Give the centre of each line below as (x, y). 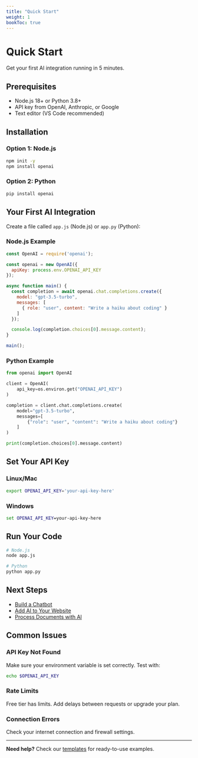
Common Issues (37, 636)
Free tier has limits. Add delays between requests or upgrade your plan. (93, 704)
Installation (27, 132)
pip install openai (30, 193)
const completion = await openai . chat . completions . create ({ (87, 292)
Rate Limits (22, 691)
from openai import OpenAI (39, 373)
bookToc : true (24, 22)
